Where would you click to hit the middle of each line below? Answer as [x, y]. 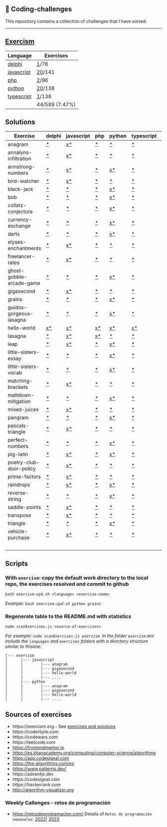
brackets [18, 387]
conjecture [20, 212]
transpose [19, 515]
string [14, 499]
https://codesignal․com [36, 779]
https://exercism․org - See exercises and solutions [64, 726]
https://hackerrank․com [37, 785]
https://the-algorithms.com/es [43, 764]
